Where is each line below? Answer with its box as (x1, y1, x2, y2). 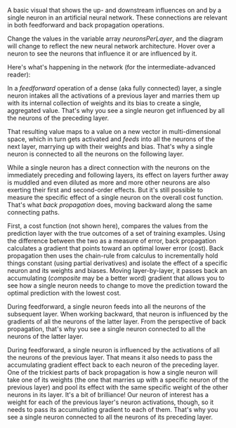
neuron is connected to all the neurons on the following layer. (7, 150, 184, 158)
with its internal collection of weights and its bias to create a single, (7, 99, 202, 107)
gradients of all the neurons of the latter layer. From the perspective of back (7, 317, 226, 326)
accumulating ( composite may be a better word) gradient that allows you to (7, 274, 225, 282)
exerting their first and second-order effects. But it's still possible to (7, 186, 204, 194)
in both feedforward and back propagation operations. (7, 21, 165, 29)
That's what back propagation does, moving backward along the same (7, 201, 213, 209)
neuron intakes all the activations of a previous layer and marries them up (7, 91, 220, 100)
